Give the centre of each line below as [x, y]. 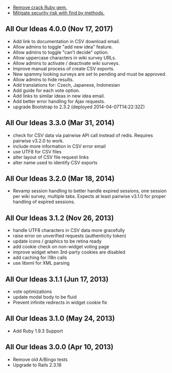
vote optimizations [32, 291]
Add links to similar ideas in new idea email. [59, 96]
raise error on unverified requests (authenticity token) [70, 236]
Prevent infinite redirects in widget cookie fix [60, 303]
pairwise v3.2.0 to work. [38, 141]
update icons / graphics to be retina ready [57, 241]
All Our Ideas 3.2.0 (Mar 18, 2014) [60, 179]
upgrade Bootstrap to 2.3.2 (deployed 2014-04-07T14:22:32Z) [79, 107]
